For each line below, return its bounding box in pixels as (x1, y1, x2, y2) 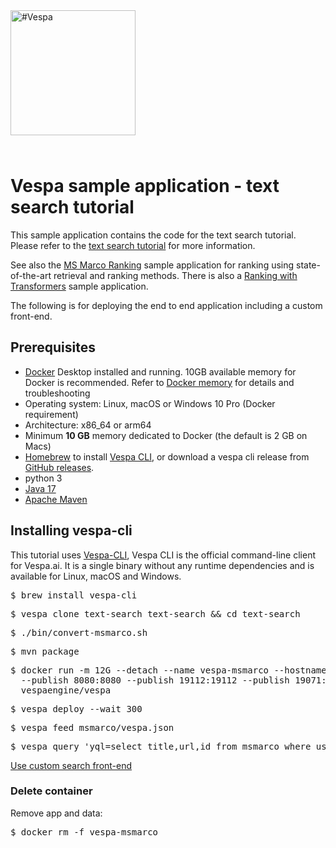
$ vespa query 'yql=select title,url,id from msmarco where (10, 740, 312, 752)
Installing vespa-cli (10, 522, 133, 539)
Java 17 (24, 482, 57, 494)
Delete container (10, 784, 93, 798)
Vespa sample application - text (10, 175, 280, 198)
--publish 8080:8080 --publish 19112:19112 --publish (20, 674, 290, 686)
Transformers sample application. (10, 280, 149, 292)
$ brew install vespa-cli (10, 589, 138, 601)
